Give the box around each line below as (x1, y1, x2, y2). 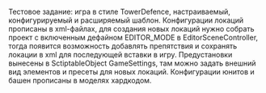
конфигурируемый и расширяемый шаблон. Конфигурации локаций (8, 15, 244, 25)
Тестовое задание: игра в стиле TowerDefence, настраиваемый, (8, 7, 230, 16)
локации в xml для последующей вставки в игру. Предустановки (8, 50, 233, 59)
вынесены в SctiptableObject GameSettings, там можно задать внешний (8, 58, 256, 68)
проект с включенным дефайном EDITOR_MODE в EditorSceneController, (8, 32, 259, 42)
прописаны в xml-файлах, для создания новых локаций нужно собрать (8, 24, 255, 33)
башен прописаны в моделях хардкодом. (8, 76, 152, 85)
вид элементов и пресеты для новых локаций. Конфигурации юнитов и (8, 67, 255, 76)
